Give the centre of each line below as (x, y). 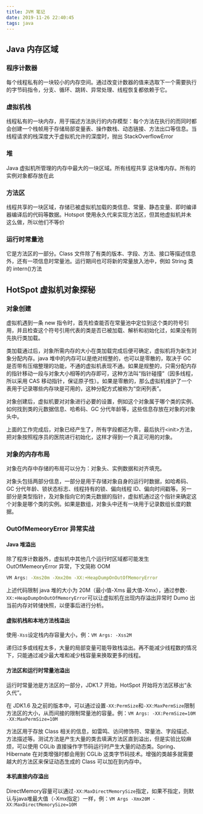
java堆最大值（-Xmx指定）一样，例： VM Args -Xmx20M (83, 798)
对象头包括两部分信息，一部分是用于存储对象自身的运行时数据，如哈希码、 (99, 481)
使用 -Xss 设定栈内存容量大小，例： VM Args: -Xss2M (69, 635)
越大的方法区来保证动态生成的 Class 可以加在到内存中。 (76, 761)
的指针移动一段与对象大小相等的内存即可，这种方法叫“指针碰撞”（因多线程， (101, 373)
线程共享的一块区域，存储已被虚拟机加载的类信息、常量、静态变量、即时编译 (101, 207)
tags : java (20, 23)
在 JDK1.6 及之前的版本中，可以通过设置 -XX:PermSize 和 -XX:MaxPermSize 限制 (101, 705)
